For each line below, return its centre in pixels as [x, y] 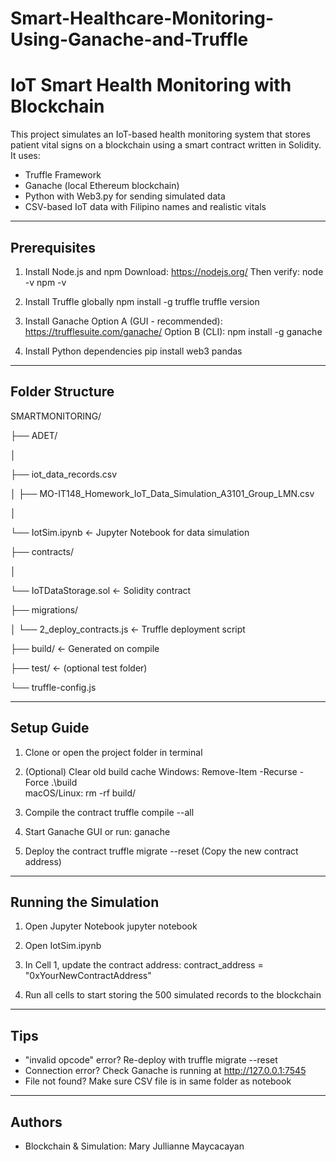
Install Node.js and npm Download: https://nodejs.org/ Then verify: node [174, 271]
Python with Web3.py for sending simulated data [125, 196]
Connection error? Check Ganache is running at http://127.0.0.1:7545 [165, 1071]
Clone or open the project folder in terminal [113, 752]
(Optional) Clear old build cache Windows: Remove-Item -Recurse [161, 771]
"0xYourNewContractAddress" [88, 976]
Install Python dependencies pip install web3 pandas [133, 351]
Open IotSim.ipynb [63, 946]
